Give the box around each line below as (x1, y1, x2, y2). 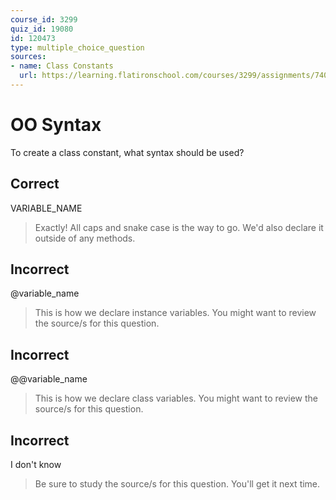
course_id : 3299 (10, 14, 78, 25)
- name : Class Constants (10, 61, 114, 71)
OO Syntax (10, 114, 102, 136)
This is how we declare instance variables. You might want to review (34, 307, 317, 319)
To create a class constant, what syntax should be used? (10, 146, 245, 158)
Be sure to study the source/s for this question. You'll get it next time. (34, 478, 321, 490)
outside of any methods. (34, 232, 136, 244)
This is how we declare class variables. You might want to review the (34, 392, 319, 405)
